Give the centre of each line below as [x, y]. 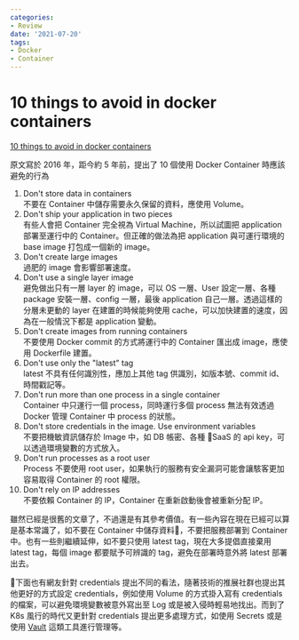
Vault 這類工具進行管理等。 [77, 627]
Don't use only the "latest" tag [78, 363]
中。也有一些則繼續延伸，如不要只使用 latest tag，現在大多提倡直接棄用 [141, 541]
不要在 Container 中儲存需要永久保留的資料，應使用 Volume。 [136, 204]
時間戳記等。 [46, 384]
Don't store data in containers [77, 193]
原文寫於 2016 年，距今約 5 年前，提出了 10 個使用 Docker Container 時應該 [148, 164]
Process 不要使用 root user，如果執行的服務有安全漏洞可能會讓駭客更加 [153, 468]
